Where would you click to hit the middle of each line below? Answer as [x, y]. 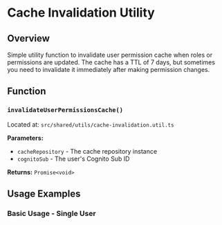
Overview [29, 38]
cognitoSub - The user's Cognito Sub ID [73, 159]
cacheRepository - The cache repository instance [87, 151]
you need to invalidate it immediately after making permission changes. [109, 70]
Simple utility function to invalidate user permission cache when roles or [110, 55]
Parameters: [25, 138]
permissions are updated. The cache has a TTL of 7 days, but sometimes [111, 62]
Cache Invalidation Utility [81, 13]
